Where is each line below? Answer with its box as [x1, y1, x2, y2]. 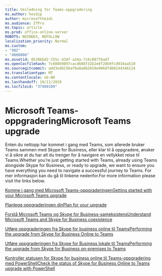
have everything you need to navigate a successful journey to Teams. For [5, 167, 152, 173]
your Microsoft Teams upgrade [5, 193, 67, 199]
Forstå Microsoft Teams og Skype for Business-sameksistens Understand [5, 211, 151, 217]
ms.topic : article [5, 25, 42, 30]
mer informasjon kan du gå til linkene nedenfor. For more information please [5, 173, 156, 179]
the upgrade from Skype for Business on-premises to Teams [5, 246, 126, 252]
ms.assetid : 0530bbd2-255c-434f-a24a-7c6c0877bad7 [5, 57, 110, 62]
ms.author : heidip [5, 12, 42, 17]
